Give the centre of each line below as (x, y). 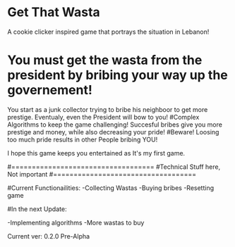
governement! (50, 90)
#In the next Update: (37, 209)
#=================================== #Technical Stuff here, (114, 167)
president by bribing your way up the (117, 75)
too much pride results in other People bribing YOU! (83, 139)
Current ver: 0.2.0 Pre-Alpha (49, 236)
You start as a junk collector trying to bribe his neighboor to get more (108, 109)
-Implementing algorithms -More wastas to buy (76, 222)
